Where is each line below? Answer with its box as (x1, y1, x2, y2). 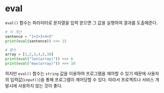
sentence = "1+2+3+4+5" (5, 34, 54, 39)
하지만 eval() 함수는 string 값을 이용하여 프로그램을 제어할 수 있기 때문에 (5, 70, 146, 76)
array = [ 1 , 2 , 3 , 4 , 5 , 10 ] (5, 52, 54, 57)
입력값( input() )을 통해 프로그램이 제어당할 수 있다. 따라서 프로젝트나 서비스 (10, 77, 154, 83)
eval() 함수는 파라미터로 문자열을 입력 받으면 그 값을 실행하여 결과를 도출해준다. (5, 20, 158, 25)
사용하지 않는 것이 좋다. (18, 83, 63, 89)
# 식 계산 (5, 29, 22, 34)
